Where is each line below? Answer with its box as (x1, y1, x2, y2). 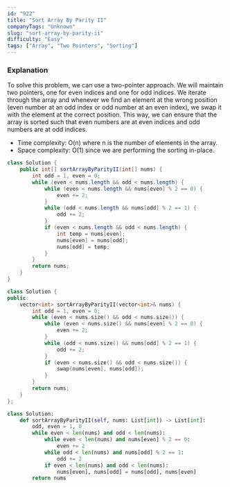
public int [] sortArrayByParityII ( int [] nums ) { (19, 166, 163, 173)
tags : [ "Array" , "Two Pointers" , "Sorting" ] (7, 42, 138, 49)
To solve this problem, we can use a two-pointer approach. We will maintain (7, 81, 224, 89)
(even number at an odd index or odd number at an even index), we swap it (7, 103, 222, 112)
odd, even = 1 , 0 (32, 423, 82, 430)
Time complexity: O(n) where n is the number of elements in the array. (17, 139, 218, 147)
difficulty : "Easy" (7, 36, 64, 43)
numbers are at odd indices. (7, 126, 88, 134)
